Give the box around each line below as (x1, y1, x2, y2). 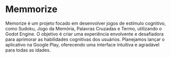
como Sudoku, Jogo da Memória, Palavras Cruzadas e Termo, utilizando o (5, 25, 162, 31)
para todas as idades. (5, 47, 51, 53)
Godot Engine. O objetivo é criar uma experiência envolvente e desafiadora (5, 31, 164, 37)
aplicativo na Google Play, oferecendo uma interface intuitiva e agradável (5, 41, 160, 47)
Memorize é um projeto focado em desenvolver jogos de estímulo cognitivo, (5, 20, 166, 26)
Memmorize (5, 4, 58, 15)
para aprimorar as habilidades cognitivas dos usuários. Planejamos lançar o (5, 36, 165, 42)
